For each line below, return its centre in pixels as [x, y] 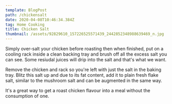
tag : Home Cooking [25, 24]
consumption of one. [27, 96]
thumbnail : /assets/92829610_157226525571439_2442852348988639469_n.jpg [85, 34]
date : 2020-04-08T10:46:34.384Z [40, 20]
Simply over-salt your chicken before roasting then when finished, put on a [84, 49]
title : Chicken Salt [27, 29]
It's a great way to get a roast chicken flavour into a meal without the [78, 90]
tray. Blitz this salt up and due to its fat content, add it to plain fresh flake [82, 75]
